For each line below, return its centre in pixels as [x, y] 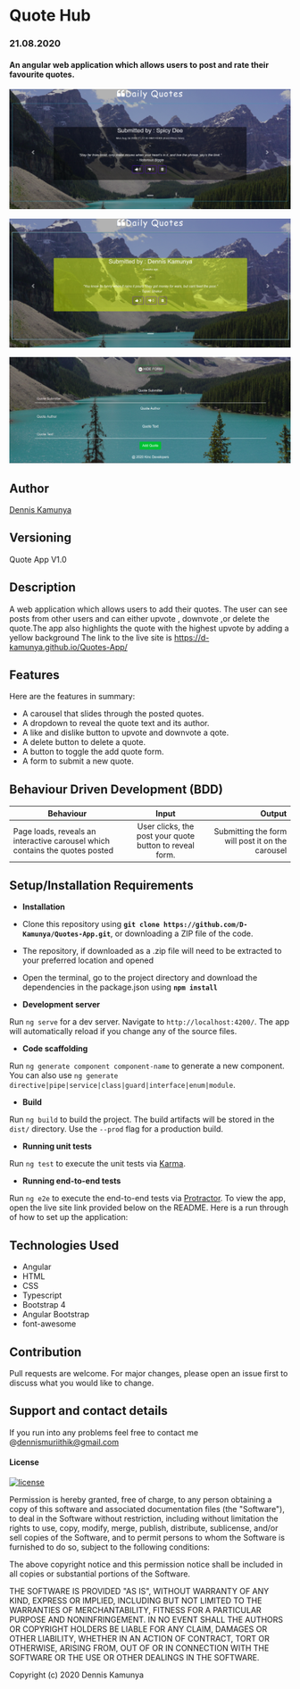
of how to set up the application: [69, 1217]
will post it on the [256, 840]
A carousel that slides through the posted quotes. [113, 714]
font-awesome [49, 1324]
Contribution [46, 1352]
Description [42, 587]
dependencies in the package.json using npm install [120, 987]
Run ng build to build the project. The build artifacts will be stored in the [142, 1120]
